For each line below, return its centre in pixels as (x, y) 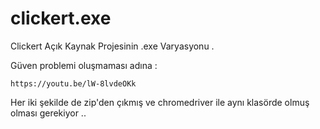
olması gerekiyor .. (48, 113)
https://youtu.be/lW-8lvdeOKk (73, 83)
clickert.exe (61, 18)
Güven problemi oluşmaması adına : (84, 65)
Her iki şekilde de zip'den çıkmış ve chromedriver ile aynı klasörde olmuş (160, 102)
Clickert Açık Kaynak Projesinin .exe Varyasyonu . (112, 46)
